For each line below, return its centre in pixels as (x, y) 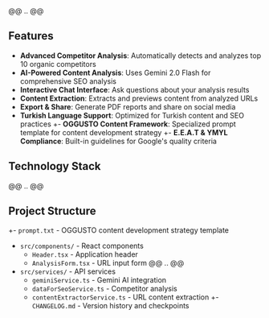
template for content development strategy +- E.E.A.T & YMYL (124, 132)
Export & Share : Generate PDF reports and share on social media (128, 106)
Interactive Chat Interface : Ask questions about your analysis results (134, 89)
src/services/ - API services (68, 271)
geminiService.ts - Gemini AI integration (99, 280)
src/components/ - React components (82, 246)
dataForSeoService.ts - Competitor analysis (105, 289)
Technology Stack (55, 166)
